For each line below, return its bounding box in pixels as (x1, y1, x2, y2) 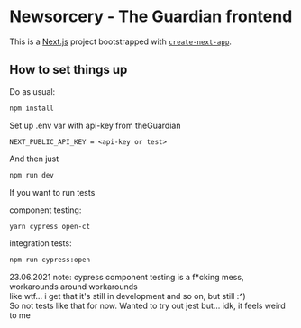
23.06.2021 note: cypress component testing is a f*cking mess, (9, 272, 244, 283)
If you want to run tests (9, 187, 96, 197)
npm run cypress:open (9, 255, 91, 265)
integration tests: (9, 238, 72, 249)
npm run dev (9, 170, 54, 179)
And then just (9, 153, 59, 164)
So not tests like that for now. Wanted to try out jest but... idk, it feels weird (9, 300, 286, 312)
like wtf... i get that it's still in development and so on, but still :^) (9, 291, 246, 302)
